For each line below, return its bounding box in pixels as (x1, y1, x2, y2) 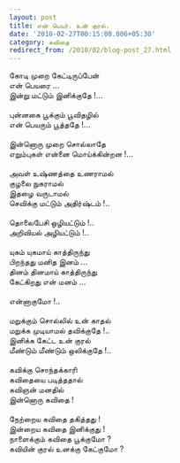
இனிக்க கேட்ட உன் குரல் (9, 336, 91, 346)
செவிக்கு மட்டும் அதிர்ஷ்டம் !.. (9, 198, 110, 209)
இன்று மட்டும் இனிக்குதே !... (9, 90, 103, 101)
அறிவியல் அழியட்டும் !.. (9, 228, 90, 238)
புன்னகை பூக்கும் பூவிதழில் (9, 110, 99, 120)
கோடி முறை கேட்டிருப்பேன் (9, 70, 100, 81)
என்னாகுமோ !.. (9, 296, 61, 306)
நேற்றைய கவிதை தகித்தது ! (9, 413, 101, 425)
